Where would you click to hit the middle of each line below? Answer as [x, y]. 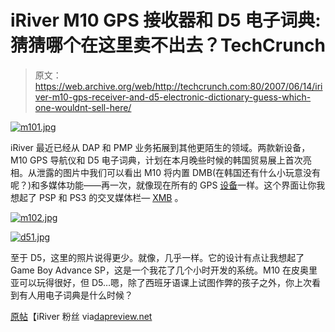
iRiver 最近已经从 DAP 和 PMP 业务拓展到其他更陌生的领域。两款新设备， [160, 147]
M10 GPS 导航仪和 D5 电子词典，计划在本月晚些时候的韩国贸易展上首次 [156, 160]
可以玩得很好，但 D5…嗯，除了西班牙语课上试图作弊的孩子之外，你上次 [165, 282]
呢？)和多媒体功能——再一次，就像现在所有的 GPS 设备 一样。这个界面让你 [163, 185]
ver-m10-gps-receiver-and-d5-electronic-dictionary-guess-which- [173, 97]
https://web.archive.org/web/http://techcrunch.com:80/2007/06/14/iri [178, 86]
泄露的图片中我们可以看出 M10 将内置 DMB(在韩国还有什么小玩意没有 [179, 172]
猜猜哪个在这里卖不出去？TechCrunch [168, 45]
